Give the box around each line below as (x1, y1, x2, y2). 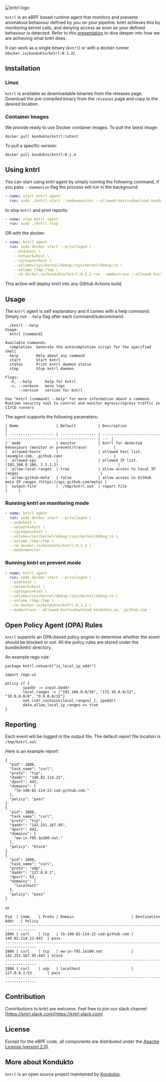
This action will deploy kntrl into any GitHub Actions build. (5, 281, 123, 287)
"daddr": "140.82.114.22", (9, 775, 65, 780)
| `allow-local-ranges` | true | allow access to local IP (5, 467, 156, 472)
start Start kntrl (9, 358, 61, 363)
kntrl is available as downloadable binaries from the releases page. (5, 90, 143, 96)
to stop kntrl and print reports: (5, 207, 68, 213)
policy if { (5, 681, 30, 686)
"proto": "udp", (9, 866, 43, 871)
